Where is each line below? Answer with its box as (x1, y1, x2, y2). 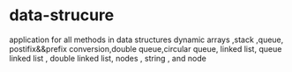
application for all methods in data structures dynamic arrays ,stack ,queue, (9, 34, 284, 45)
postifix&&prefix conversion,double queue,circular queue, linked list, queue (9, 43, 282, 54)
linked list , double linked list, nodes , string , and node (9, 53, 207, 63)
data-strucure (9, 5, 115, 25)
